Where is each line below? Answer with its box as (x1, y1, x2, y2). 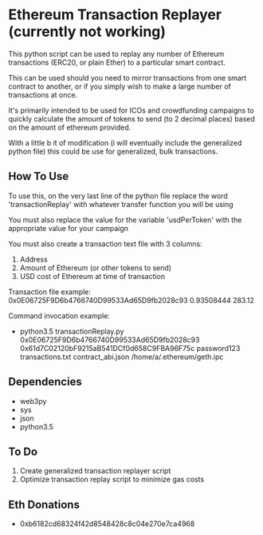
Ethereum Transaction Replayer (8, 6, 222, 24)
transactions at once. (8, 90, 78, 99)
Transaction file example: (8, 286, 92, 297)
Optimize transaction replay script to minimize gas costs (19, 474, 205, 485)
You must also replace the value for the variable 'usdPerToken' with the (8, 214, 242, 225)
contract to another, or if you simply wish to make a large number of (8, 82, 231, 91)
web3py (19, 396, 47, 405)
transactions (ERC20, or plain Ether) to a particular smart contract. (8, 58, 226, 67)
